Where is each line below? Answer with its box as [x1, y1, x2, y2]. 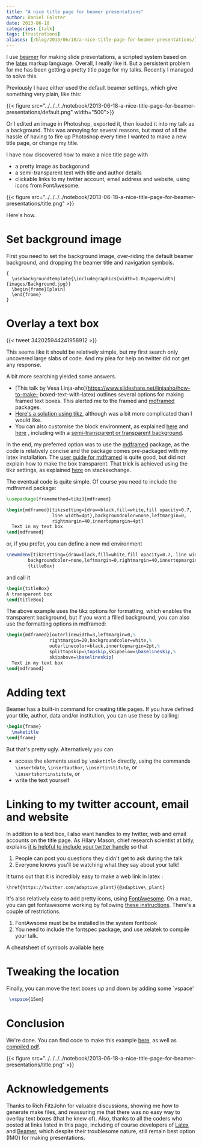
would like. [14, 416, 42, 423]
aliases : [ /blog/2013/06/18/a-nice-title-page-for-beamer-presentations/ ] [6, 37, 198, 43]
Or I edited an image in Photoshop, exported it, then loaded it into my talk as [6, 120, 195, 127]
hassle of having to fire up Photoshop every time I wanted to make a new [6, 133, 187, 140]
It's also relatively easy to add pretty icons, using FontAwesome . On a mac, [6, 895, 192, 902]
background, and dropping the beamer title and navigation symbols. [6, 259, 174, 266]
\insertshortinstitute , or [14, 770, 80, 778]
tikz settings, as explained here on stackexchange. [6, 466, 132, 473]
